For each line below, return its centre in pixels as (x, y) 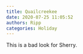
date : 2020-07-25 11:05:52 (40, 17)
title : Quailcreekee (32, 12)
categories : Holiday (32, 28)
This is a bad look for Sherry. (42, 45)
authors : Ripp (24, 23)
